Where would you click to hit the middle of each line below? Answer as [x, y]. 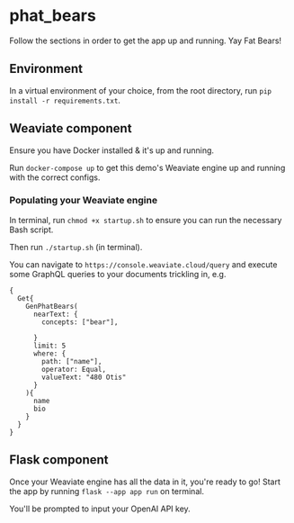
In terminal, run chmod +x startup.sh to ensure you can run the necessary [146, 220]
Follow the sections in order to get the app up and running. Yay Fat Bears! [145, 41]
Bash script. [31, 230]
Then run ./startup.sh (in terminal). [76, 247]
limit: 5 [49, 346]
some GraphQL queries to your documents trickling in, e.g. [118, 274]
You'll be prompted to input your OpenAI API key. [100, 509]
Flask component [59, 460]
